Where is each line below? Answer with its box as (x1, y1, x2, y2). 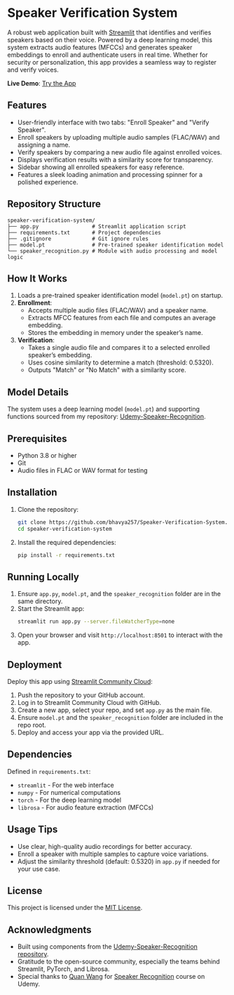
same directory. (17, 597, 63, 605)
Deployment (7, 659, 62, 671)
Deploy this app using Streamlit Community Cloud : (7, 677, 153, 685)
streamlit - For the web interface (17, 781, 114, 789)
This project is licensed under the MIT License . (7, 904, 143, 912)
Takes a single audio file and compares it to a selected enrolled (27, 343, 210, 352)
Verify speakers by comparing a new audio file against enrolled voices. (17, 147, 222, 156)
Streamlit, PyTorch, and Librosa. (17, 965, 110, 973)
